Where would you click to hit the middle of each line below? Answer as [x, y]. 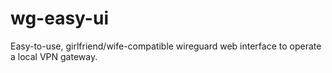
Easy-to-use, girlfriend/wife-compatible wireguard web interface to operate [166, 46]
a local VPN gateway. [54, 56]
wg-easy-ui [59, 18]
